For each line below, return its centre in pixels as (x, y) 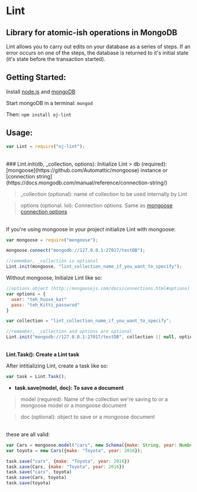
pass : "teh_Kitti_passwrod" (46, 305)
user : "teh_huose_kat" (39, 299)
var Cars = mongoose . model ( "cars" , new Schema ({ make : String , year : (91, 445)
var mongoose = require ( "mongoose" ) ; (52, 240)
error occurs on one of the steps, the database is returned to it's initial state (97, 53)
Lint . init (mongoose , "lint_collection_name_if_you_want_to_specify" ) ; (94, 267)
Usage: (20, 133)
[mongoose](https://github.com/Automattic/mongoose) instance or (87, 170)
